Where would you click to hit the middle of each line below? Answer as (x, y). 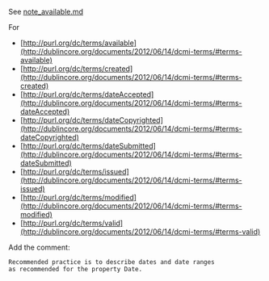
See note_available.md (46, 12)
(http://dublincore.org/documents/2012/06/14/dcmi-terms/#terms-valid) (140, 232)
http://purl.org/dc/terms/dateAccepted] (88, 94)
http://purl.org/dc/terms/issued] (76, 172)
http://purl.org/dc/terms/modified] (80, 197)
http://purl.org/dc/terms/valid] (73, 223)
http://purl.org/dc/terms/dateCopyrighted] (93, 120)
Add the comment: (39, 247)
